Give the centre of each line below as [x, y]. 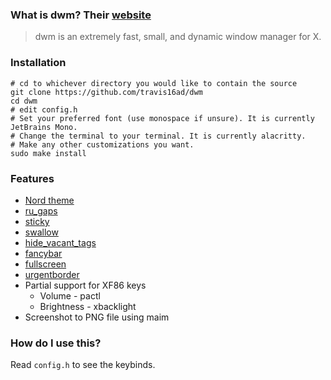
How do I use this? [56, 343]
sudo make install [48, 153]
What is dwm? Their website [81, 15]
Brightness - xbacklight [88, 306]
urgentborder [52, 274]
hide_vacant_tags [60, 242]
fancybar [43, 253]
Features [32, 178]
